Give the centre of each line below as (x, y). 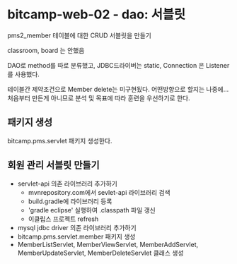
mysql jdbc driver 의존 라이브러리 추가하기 (77, 227)
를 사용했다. (24, 74)
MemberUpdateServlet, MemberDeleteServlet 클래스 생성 (100, 253)
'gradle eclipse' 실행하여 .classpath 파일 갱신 (92, 210)
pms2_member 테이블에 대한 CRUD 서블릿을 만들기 (80, 35)
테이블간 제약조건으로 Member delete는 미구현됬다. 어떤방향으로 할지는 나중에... (118, 89)
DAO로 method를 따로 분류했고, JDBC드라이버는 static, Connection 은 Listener (118, 65)
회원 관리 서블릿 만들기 (54, 166)
